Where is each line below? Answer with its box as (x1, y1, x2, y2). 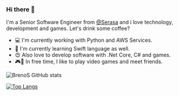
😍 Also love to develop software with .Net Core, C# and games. (14, 51, 171, 58)
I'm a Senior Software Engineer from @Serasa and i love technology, (6, 19, 174, 26)
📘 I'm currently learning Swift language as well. (14, 45, 130, 52)
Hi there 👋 (6, 5, 36, 14)
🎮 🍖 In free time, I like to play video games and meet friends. (14, 58, 163, 65)
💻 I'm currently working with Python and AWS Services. (14, 37, 153, 44)
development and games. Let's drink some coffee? (6, 25, 130, 32)
